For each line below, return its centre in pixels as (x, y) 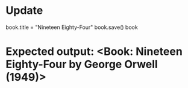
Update (24, 11)
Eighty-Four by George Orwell (82, 64)
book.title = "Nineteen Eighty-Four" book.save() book (72, 27)
